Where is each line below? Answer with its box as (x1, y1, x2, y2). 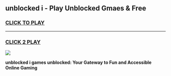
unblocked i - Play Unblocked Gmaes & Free (5, 4, 147, 13)
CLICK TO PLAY (5, 19, 45, 26)
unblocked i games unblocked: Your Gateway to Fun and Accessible (5, 59, 152, 65)
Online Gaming (5, 64, 38, 70)
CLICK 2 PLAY (5, 38, 41, 45)
